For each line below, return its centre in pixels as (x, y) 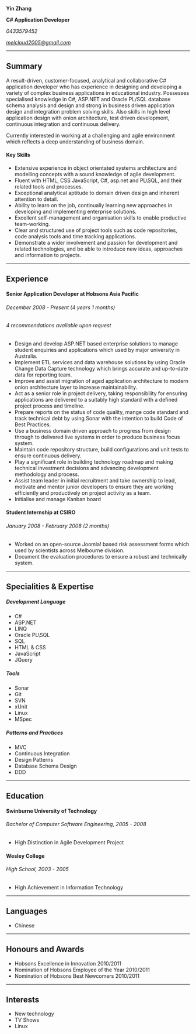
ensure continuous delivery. (48, 456)
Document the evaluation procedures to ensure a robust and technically (101, 556)
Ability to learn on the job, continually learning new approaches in (93, 206)
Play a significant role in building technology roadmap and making (94, 461)
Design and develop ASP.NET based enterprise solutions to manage (96, 343)
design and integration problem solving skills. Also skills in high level (88, 111)
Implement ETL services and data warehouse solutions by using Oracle (100, 362)
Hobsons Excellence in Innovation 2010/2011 (68, 963)
